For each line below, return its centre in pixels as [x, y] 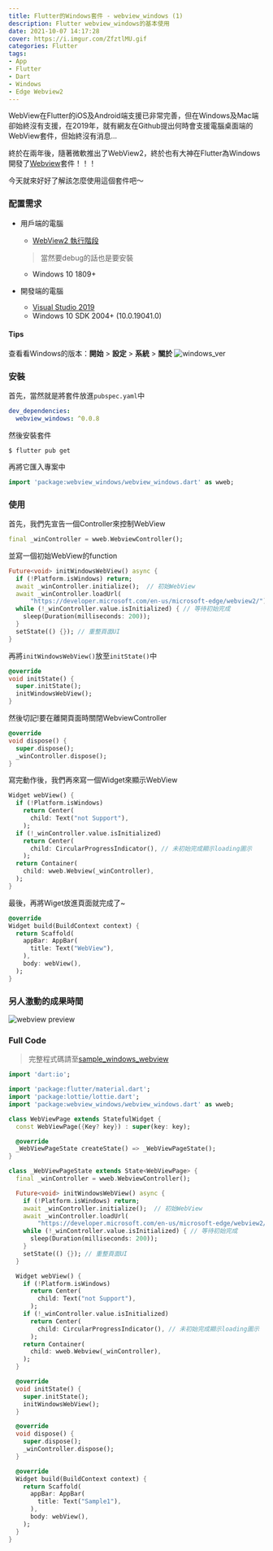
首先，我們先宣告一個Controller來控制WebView [87, 524]
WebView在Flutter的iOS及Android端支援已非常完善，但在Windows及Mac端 [134, 115]
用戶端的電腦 [41, 223]
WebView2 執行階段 [65, 240]
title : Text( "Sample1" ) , [80, 1501]
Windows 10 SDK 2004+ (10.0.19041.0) [97, 316]
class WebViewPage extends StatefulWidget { [85, 1119]
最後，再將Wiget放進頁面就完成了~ [67, 903]
